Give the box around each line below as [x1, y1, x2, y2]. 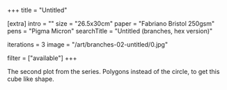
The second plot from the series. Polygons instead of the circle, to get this [7, 68, 220, 75]
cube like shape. [7, 75, 54, 83]
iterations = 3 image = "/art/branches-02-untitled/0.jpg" [7, 40, 169, 48]
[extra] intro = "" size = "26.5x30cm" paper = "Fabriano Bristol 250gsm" [7, 20, 214, 27]
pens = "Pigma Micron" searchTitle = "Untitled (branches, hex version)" [7, 27, 213, 35]
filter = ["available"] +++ [7, 54, 78, 62]
